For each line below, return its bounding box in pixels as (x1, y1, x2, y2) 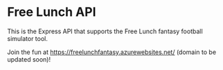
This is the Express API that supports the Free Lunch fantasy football (7, 27, 203, 35)
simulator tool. (7, 34, 48, 42)
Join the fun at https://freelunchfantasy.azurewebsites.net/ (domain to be (7, 48, 217, 56)
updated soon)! (7, 55, 51, 63)
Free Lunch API (7, 4, 96, 20)
